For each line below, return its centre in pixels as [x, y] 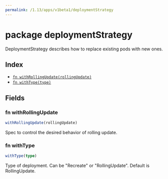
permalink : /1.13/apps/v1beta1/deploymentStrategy [59, 10]
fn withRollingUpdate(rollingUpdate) [52, 77]
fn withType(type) [32, 83]
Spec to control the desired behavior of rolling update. [61, 132]
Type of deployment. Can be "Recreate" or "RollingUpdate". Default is [77, 166]
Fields [15, 98]
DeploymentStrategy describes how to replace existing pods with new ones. [84, 49]
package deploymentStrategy [69, 35]
